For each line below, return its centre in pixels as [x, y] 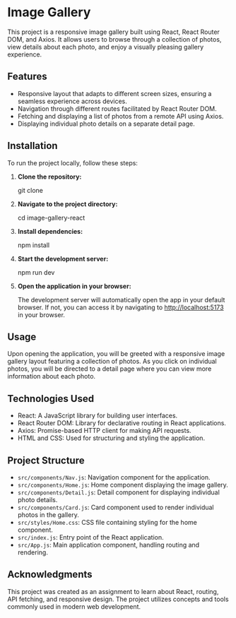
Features [27, 77]
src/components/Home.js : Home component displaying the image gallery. [123, 485]
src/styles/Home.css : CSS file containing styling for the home [107, 522]
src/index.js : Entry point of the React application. [90, 537]
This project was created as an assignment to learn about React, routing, [113, 591]
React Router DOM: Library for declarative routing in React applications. [122, 423]
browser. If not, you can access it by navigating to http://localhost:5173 [120, 307]
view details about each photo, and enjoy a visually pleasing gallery [106, 47]
